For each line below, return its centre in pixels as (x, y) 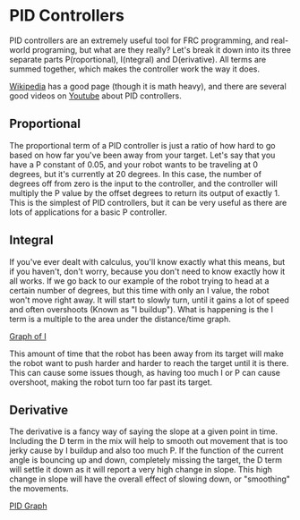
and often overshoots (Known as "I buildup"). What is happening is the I (141, 309)
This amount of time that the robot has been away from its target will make (146, 354)
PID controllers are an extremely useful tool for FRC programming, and (139, 40)
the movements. (39, 489)
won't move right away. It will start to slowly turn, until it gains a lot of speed (149, 300)
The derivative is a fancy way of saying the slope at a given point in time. (144, 431)
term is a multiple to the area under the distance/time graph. (120, 319)
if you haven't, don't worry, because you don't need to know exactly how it (147, 271)
